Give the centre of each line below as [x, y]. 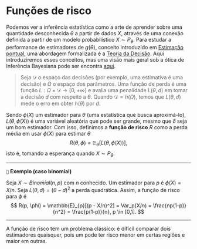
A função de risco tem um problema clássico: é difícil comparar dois [89, 228]
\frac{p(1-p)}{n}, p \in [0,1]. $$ [108, 211]
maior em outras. [27, 241]
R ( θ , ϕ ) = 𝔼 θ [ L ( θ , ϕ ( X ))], [98, 143]
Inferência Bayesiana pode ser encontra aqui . [61, 66]
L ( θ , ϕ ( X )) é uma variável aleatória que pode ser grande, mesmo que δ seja [97, 121]
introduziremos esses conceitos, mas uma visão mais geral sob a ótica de [95, 59]
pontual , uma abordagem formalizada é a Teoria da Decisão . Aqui [85, 53]
